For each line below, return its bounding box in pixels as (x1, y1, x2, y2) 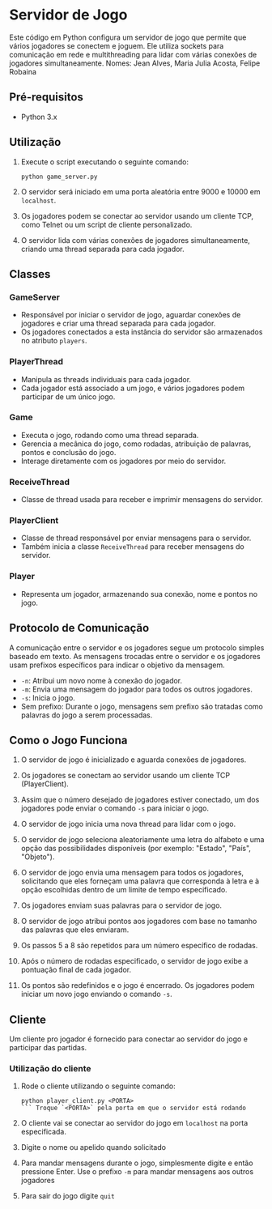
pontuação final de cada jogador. (20, 965, 132, 975)
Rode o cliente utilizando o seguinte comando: (20, 1081, 176, 1091)
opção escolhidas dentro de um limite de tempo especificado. (20, 885, 227, 895)
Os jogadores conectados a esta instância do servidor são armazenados (20, 327, 263, 337)
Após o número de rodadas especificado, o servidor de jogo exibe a (20, 956, 249, 966)
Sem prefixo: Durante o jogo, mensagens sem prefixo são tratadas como (20, 701, 264, 711)
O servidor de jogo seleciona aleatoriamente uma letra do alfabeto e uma (20, 835, 265, 845)
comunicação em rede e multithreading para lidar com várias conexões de (9, 49, 257, 59)
